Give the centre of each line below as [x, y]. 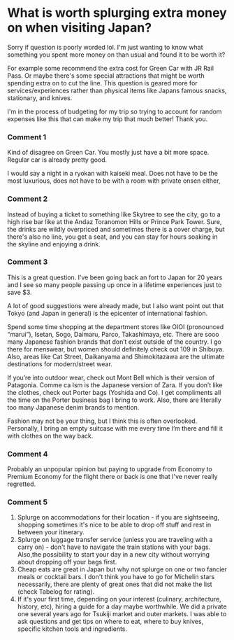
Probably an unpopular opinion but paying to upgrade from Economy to [110, 469]
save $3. [20, 292]
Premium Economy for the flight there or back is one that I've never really [112, 477]
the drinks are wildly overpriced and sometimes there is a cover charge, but [116, 229]
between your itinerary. [51, 532]
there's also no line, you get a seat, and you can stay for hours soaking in [112, 237]
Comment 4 [28, 454]
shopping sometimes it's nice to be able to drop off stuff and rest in [114, 525]
